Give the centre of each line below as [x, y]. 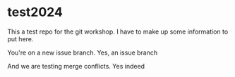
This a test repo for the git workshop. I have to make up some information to [118, 31]
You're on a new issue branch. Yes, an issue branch [83, 52]
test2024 [35, 12]
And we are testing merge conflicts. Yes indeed [76, 66]
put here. [20, 38]
